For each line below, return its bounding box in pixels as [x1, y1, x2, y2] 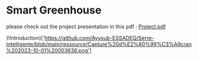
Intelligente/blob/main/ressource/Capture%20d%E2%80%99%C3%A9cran [6, 41, 192, 48]
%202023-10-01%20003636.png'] [6, 46, 92, 54]
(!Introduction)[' [6, 34, 45, 41]
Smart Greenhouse [6, 4, 102, 17]
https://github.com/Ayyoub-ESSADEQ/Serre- [44, 34, 155, 41]
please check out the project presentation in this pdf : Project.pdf [6, 23, 166, 30]
